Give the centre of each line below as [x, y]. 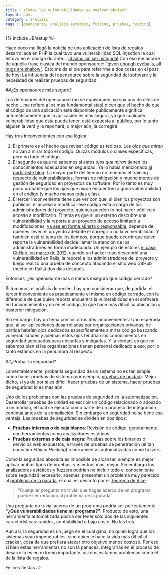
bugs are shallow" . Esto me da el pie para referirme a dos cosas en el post [82, 69]
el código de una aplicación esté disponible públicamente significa [74, 110]
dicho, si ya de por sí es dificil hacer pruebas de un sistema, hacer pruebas [83, 382]
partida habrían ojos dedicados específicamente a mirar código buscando [81, 330]
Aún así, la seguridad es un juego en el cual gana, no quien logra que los [80, 531]
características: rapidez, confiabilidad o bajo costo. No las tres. [70, 522]
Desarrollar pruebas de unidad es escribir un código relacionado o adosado [83, 402]
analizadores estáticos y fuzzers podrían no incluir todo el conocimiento [80, 470]
